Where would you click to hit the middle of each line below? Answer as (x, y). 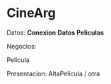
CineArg (31, 13)
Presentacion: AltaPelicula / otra (53, 73)
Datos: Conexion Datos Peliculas (55, 32)
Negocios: (22, 46)
